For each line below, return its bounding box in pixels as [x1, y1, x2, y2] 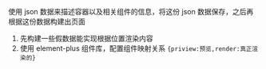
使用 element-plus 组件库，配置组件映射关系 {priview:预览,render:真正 [19, 44, 252, 53]
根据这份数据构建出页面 [8, 17, 85, 26]
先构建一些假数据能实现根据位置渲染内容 [19, 34, 153, 43]
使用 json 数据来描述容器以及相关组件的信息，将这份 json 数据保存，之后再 [8, 7, 254, 16]
